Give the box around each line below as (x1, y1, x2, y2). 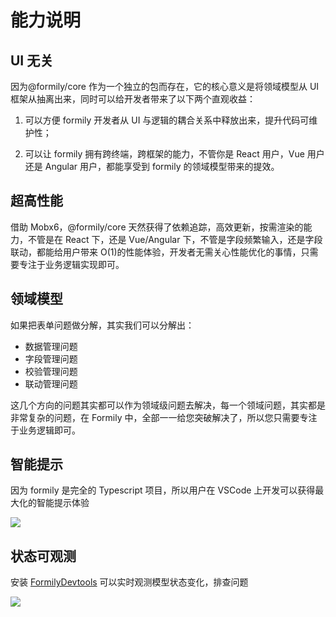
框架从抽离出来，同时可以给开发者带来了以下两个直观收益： (10, 93, 256, 105)
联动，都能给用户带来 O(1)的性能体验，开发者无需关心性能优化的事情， (10, 246, 302, 258)
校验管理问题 (24, 365, 78, 377)
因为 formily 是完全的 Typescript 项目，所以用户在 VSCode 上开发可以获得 (10, 484, 316, 496)
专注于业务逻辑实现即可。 (18, 258, 125, 270)
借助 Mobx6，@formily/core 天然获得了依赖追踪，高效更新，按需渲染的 (10, 221, 304, 233)
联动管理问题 (24, 377, 78, 390)
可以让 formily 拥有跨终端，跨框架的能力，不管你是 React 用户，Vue (24, 148, 305, 160)
